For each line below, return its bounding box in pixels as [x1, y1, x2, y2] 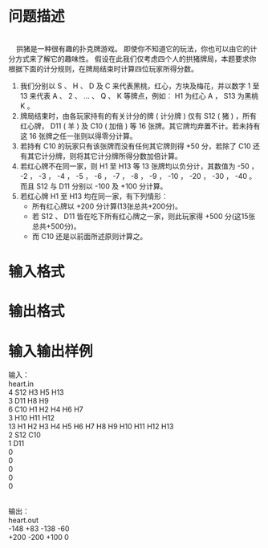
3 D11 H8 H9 [8, 396, 50, 406]
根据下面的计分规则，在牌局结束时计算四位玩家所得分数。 [8, 63, 198, 73]
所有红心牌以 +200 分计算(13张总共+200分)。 [31, 201, 183, 211]
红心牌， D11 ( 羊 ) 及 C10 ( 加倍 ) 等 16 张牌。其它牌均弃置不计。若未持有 [19, 121, 261, 131]
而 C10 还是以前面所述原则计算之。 [31, 231, 148, 241]
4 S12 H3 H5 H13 [8, 388, 64, 397]
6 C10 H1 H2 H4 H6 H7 [8, 404, 83, 414]
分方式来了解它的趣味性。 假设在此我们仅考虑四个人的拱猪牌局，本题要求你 [8, 54, 257, 63]
